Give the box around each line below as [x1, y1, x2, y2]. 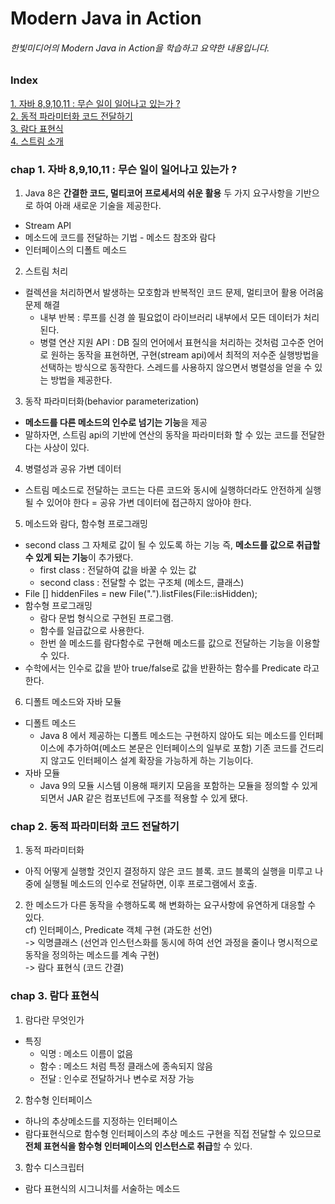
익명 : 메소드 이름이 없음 [39, 1047, 134, 1059]
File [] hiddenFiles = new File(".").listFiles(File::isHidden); [24, 588, 258, 600]
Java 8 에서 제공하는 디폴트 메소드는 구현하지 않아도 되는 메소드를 [39, 730, 297, 742]
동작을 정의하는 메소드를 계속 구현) [24, 949, 160, 961]
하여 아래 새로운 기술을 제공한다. [35, 200, 162, 212]
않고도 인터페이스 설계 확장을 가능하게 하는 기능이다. [50, 755, 254, 767]
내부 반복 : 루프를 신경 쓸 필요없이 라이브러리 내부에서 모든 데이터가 [39, 312, 302, 324]
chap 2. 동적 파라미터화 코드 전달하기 [10, 819, 180, 833]
